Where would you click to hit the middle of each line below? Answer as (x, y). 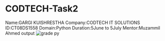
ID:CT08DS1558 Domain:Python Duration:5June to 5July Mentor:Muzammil (83, 27)
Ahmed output (20, 33)
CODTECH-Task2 (42, 9)
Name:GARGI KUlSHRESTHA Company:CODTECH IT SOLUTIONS (73, 22)
